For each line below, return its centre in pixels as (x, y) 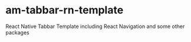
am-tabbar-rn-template (65, 10)
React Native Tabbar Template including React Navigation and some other (95, 26)
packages (18, 32)
